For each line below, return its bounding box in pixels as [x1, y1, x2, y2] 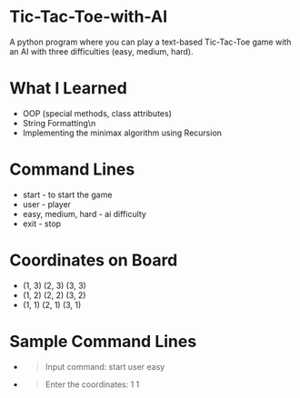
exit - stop [22, 218, 62, 229]
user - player [22, 198, 71, 210]
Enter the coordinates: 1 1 [45, 379, 140, 390]
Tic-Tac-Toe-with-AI [9, 6, 168, 27]
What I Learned [9, 78, 127, 99]
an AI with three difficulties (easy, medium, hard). [9, 45, 194, 56]
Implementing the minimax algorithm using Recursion [22, 127, 223, 138]
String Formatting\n [22, 117, 96, 128]
